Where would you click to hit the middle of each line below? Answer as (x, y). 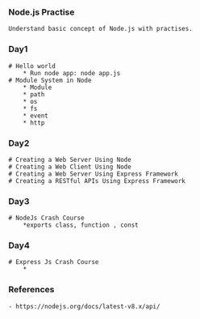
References (31, 290)
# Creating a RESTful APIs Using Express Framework (97, 181)
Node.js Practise (42, 12)
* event (35, 116)
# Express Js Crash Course (54, 262)
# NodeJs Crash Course (46, 218)
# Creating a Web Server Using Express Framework (94, 174)
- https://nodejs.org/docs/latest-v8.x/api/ (84, 306)
